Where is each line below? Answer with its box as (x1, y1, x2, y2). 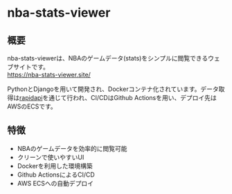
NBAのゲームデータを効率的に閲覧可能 (17, 144, 127, 152)
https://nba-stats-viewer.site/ (7, 71, 91, 79)
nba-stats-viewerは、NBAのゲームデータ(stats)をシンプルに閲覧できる (7, 54, 208, 62)
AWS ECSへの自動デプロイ (17, 179, 94, 187)
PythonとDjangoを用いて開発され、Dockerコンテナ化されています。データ (7, 85, 220, 93)
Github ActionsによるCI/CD (17, 170, 95, 179)
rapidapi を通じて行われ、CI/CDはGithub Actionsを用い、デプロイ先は (19, 94, 217, 102)
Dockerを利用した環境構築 (17, 161, 93, 170)
